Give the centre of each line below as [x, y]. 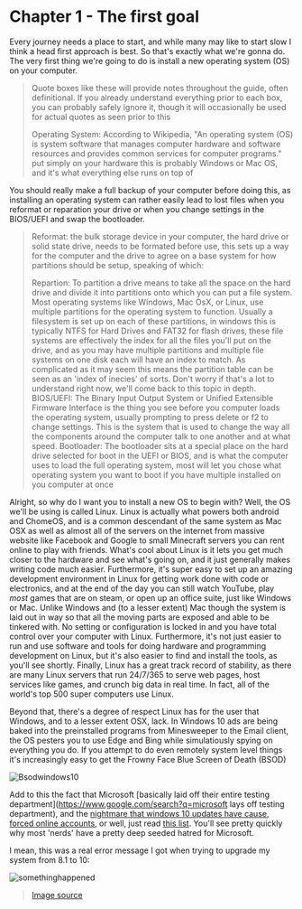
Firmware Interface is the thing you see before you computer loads [156, 408]
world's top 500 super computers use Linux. [92, 694]
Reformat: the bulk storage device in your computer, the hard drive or [160, 236]
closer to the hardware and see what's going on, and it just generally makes [150, 559]
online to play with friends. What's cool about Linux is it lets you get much [146, 549]
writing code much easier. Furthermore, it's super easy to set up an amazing [151, 569]
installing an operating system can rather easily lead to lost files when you [147, 200]
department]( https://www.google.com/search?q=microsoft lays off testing [147, 804]
